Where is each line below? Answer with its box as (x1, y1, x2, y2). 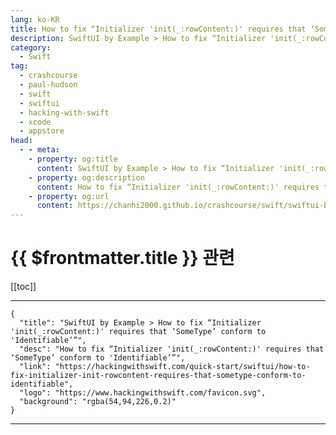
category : (10, 42, 52, 53)
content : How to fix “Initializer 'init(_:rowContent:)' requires (36, 182, 320, 192)
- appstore (19, 126, 65, 136)
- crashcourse (19, 71, 78, 81)
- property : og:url (28, 191, 110, 201)
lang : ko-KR (10, 14, 60, 25)
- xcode (19, 117, 52, 127)
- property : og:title (28, 154, 118, 164)
